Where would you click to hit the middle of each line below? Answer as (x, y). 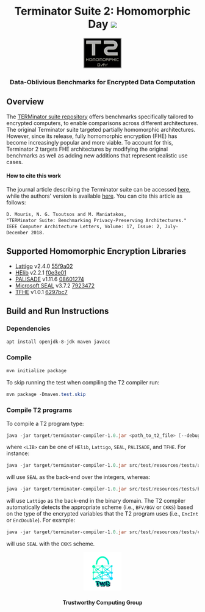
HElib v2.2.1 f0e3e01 (41, 272)
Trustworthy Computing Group (103, 603)
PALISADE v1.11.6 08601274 (49, 279)
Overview (25, 102)
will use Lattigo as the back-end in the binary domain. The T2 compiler (96, 501)
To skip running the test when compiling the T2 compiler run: (83, 383)
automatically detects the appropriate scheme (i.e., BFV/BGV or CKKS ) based (100, 507)
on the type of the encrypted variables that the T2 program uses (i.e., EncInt (103, 514)
